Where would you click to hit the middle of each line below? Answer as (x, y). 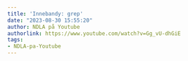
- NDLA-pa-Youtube (34, 46)
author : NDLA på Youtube (44, 27)
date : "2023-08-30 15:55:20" (50, 20)
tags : (15, 40)
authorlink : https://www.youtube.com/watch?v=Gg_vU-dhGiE (94, 33)
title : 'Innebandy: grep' (45, 14)
